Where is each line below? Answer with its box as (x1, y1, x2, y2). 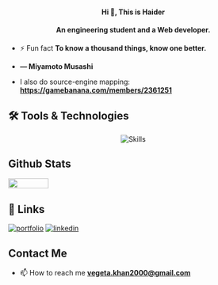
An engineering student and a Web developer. (55, 25, 211, 35)
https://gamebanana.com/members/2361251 (19, 85, 172, 95)
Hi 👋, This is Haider (101, 7, 165, 17)
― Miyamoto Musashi (19, 61, 94, 71)
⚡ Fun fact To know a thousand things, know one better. (19, 43, 207, 52)
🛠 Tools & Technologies (8, 109, 129, 123)
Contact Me (8, 246, 67, 260)
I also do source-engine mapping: (19, 77, 131, 86)
